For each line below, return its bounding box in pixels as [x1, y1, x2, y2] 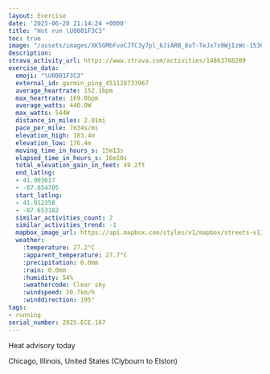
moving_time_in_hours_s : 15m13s [15, 146, 125, 154]
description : [8, 49, 52, 57]
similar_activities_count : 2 [15, 214, 113, 222]
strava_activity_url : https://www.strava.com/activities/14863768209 [8, 57, 247, 65]
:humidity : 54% [22, 273, 74, 282]
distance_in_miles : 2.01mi [15, 117, 106, 125]
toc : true [8, 34, 42, 43]
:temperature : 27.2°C [22, 244, 95, 252]
